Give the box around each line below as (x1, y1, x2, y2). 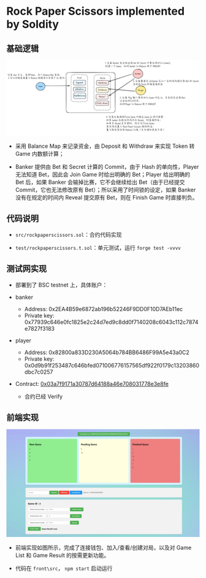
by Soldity (6, 17, 59, 31)
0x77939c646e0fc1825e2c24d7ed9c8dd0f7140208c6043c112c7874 (24, 318, 199, 326)
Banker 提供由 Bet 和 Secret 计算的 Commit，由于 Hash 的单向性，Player (15, 163, 199, 170)
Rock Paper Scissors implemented (6, 4, 185, 18)
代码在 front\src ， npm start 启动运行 (15, 565, 113, 572)
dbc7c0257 (24, 368, 53, 376)
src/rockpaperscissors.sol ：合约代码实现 (15, 231, 122, 238)
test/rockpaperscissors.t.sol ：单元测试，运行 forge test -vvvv (15, 244, 181, 251)
